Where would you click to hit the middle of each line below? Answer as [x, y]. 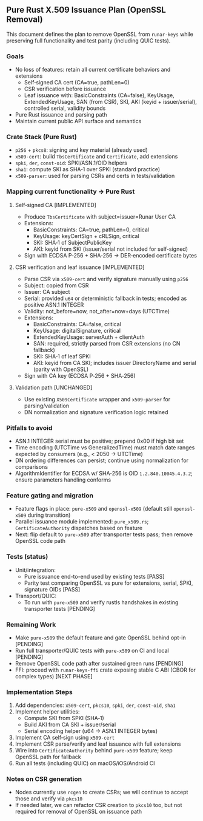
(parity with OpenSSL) [61, 369]
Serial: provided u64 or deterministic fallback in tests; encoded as [105, 298]
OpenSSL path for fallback [48, 757]
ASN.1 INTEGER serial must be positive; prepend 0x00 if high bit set [99, 441]
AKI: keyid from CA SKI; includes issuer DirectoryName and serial [115, 363]
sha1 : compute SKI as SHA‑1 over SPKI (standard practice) [88, 169]
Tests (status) [27, 557]
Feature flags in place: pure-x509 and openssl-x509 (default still [94, 509]
